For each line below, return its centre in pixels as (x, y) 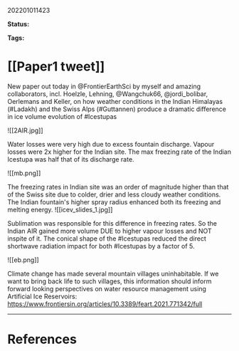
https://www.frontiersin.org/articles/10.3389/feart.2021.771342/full (105, 304)
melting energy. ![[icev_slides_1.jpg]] (60, 209)
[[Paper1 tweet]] (56, 67)
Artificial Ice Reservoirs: (42, 296)
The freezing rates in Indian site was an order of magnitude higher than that (118, 187)
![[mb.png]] (24, 173)
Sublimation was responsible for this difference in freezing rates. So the (112, 223)
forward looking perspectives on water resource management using (107, 288)
